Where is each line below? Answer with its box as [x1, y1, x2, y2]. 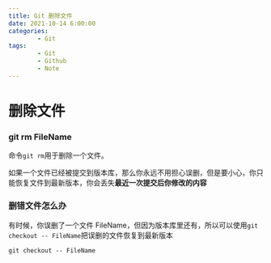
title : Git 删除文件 [8, 11, 73, 20]
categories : [8, 27, 49, 35]
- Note [37, 65, 60, 73]
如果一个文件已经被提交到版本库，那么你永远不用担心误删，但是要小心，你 [8, 168, 256, 178]
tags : [8, 42, 27, 50]
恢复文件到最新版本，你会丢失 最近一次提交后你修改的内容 [15, 178, 207, 188]
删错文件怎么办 [8, 200, 67, 211]
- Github [37, 57, 67, 66]
